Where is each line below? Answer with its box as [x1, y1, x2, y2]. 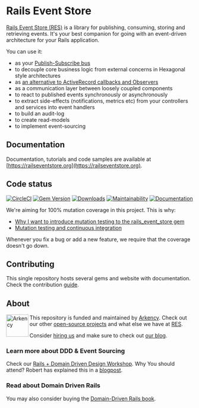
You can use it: [6, 48, 43, 55]
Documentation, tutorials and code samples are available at [6, 156, 151, 163]
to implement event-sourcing [14, 122, 86, 129]
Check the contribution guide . [6, 281, 79, 289]
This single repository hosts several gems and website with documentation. [6, 275, 191, 282]
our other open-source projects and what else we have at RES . [29, 321, 183, 328]
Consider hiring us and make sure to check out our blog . [29, 332, 168, 339]
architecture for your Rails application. [6, 36, 100, 43]
